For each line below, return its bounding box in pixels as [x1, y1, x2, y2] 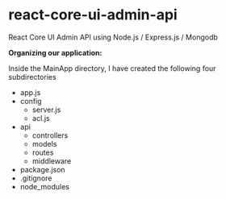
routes [31, 147, 54, 157]
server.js [31, 105, 61, 114]
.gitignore [19, 173, 52, 183]
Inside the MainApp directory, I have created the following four [8, 63, 216, 73]
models [31, 139, 57, 148]
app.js [19, 87, 41, 97]
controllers [31, 131, 69, 140]
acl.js [31, 113, 50, 122]
